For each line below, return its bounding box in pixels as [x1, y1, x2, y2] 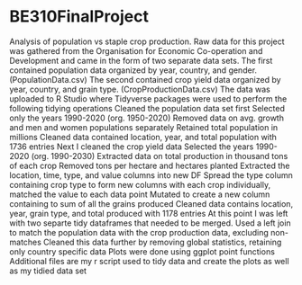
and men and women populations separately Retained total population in [9, 121, 279, 132]
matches [9, 236, 42, 247]
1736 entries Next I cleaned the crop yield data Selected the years [9, 141, 254, 152]
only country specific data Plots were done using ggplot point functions [9, 245, 275, 257]
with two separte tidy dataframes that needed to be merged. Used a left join [9, 218, 291, 228]
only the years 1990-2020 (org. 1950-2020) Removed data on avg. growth [9, 112, 284, 123]
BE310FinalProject [9, 6, 149, 27]
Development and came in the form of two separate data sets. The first [9, 55, 273, 66]
